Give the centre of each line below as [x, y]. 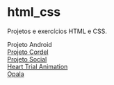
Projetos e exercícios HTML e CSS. [57, 31]
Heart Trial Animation [38, 66]
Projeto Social [27, 59]
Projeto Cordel [28, 52]
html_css [34, 12]
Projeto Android [30, 44]
